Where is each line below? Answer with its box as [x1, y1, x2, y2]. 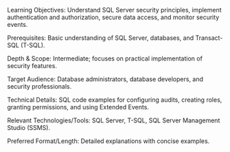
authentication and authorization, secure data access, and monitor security [7, 13, 220, 21]
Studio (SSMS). [7, 124, 50, 131]
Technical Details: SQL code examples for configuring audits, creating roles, [7, 96, 222, 104]
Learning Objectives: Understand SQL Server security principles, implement [7, 6, 222, 14]
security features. [7, 62, 57, 69]
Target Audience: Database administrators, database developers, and [7, 75, 204, 83]
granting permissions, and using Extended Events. [7, 103, 150, 111]
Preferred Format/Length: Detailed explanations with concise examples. [7, 137, 210, 145]
